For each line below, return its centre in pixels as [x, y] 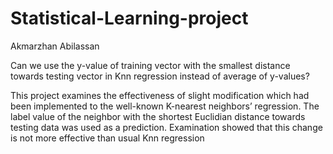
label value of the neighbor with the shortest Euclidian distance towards [158, 116]
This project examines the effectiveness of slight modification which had [160, 95]
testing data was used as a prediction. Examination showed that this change [166, 127]
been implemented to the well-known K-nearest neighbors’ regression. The [165, 106]
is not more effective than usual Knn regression [107, 138]
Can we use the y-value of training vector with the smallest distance [150, 65]
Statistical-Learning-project [129, 18]
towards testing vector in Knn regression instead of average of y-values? [160, 76]
